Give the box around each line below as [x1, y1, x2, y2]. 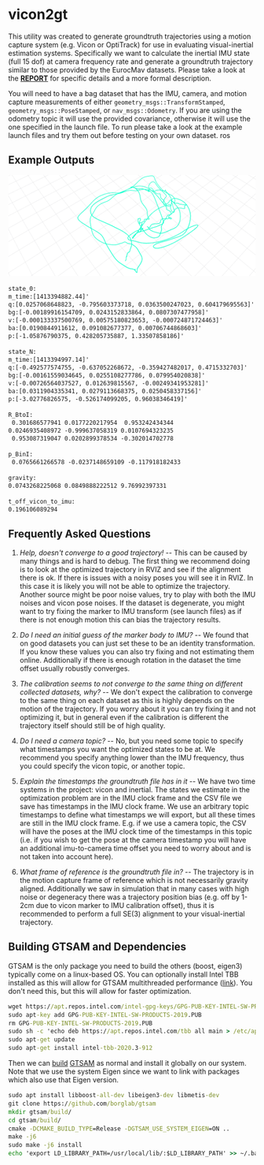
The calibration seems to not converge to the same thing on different [19, 679, 244, 688]
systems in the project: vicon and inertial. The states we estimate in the [19, 785, 250, 794]
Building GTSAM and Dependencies [8, 940, 187, 954]
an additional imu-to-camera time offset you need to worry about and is [19, 843, 251, 853]
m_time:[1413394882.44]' [8, 293, 90, 301]
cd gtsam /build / [8, 1116, 61, 1124]
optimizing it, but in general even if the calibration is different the [19, 713, 229, 722]
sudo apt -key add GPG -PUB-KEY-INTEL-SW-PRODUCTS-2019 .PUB [8, 1011, 202, 1018]
